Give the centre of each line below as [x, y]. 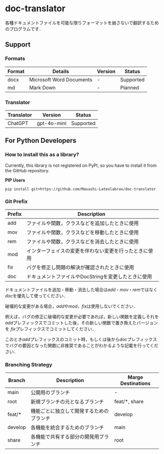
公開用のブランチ [51, 393]
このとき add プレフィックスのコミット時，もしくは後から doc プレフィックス [81, 339]
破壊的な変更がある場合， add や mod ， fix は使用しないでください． [72, 306]
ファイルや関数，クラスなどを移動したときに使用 [83, 232]
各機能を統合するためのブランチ [68, 427]
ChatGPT [18, 123]
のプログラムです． [24, 29]
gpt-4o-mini [51, 123]
